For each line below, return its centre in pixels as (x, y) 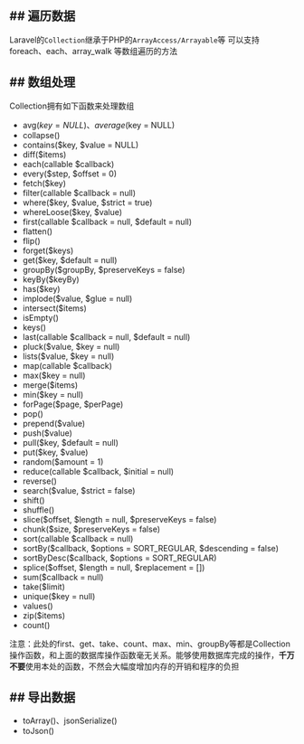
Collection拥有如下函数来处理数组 (72, 106)
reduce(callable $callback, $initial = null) (98, 471)
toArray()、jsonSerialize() (70, 720)
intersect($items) (55, 308)
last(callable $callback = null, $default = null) (106, 336)
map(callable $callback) (67, 365)
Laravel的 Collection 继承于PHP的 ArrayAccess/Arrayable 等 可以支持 (135, 40)
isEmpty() (40, 317)
